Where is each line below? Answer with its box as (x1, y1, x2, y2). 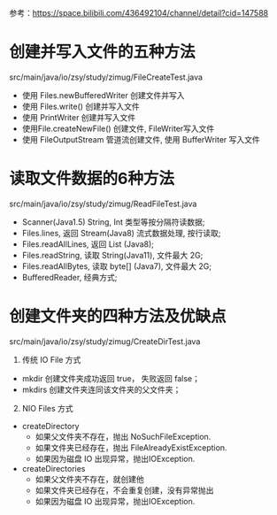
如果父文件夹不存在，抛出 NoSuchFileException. (35, 431, 212, 442)
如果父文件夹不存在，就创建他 (35, 473, 144, 484)
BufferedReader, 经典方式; (21, 272, 118, 282)
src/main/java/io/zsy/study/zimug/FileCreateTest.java (9, 72, 204, 82)
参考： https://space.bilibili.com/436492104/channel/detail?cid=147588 (9, 8, 268, 18)
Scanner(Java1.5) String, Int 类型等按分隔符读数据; (21, 216, 205, 227)
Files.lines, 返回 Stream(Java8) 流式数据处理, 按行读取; (21, 227, 221, 238)
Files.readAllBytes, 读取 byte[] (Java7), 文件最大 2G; (21, 260, 212, 272)
